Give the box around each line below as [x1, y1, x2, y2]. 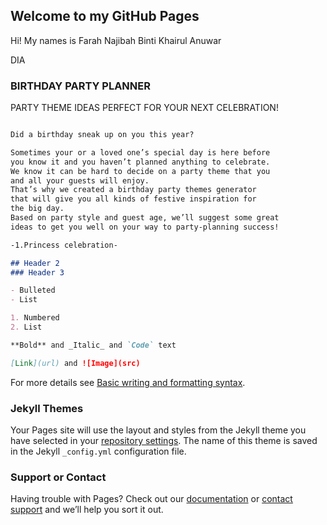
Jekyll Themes [10, 401, 84, 415]
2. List [10, 322, 43, 333]
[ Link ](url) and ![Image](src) [10, 358, 141, 368]
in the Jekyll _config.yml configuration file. [10, 445, 187, 458]
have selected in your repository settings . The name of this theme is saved [10, 435, 318, 447]
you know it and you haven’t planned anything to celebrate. [10, 157, 271, 167]
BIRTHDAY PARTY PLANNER [10, 79, 151, 93]
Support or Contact [10, 470, 107, 484]
